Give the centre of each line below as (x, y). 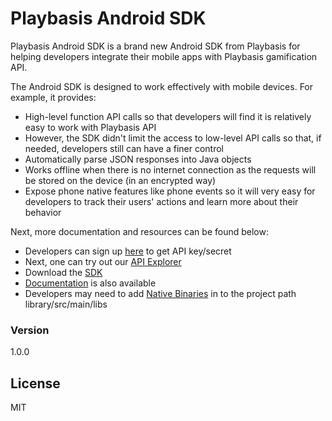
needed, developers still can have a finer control (124, 148)
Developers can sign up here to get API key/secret (128, 251)
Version (30, 330)
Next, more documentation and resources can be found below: (139, 231)
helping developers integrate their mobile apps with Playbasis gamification (164, 56)
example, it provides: (53, 97)
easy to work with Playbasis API (90, 127)
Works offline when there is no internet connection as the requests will (170, 169)
